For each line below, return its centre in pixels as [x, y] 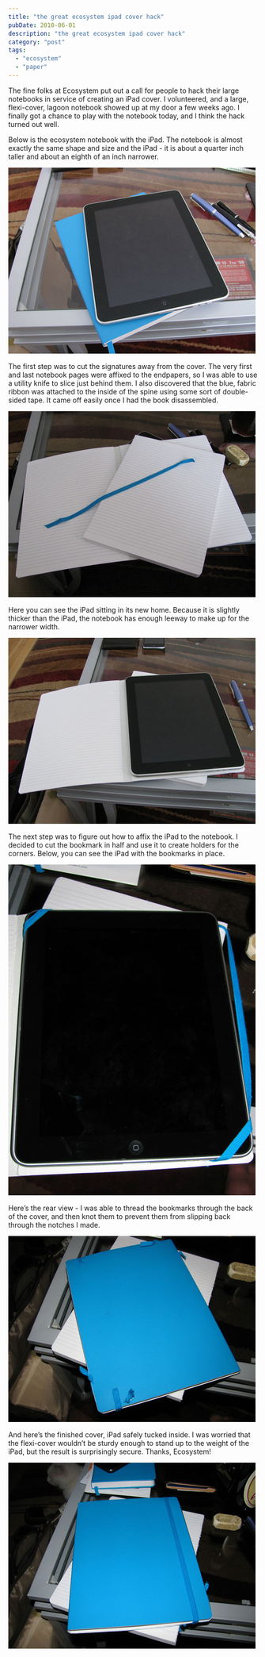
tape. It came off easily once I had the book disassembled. [123, 400]
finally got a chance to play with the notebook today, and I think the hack [127, 116]
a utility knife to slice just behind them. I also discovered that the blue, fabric [132, 383]
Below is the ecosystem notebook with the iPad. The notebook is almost [125, 140]
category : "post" [37, 42]
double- [236, 391]
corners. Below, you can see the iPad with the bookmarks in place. [117, 853]
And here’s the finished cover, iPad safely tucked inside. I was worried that [129, 1434]
